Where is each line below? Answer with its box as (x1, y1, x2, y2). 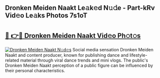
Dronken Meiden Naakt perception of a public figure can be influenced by (5, 62, 153, 68)
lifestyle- (129, 52, 148, 58)
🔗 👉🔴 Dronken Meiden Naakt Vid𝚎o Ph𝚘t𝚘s (5, 31, 141, 40)
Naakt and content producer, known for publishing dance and (5, 52, 129, 58)
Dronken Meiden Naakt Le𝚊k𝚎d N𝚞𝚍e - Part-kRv (5, 4, 155, 12)
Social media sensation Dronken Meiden (72, 47, 154, 52)
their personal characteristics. (5, 68, 65, 73)
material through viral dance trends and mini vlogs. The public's (20, 58, 148, 63)
